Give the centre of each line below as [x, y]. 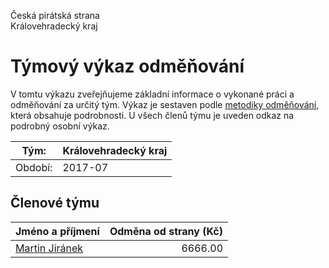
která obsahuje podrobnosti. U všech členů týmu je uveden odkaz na [152, 115]
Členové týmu [55, 203]
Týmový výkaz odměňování [127, 66]
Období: [34, 167]
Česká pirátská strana [55, 15]
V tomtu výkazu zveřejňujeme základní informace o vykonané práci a [152, 94]
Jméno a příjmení [57, 231]
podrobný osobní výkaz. [60, 126]
